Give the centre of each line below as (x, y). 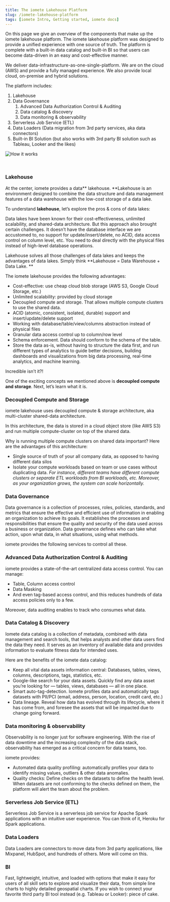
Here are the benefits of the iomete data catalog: (56, 660)
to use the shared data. (37, 307)
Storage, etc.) (27, 291)
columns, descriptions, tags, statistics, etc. (57, 675)
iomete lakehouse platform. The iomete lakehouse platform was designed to (84, 39)
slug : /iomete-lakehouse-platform (42, 15)
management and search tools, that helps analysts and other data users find (85, 639)
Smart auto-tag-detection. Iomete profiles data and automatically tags (86, 691)
